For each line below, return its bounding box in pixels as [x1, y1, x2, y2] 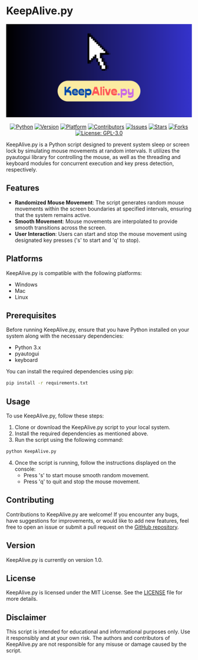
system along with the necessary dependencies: [6, 332, 124, 339]
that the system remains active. [14, 211, 91, 218]
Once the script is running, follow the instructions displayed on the [14, 459, 176, 466]
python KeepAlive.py [6, 448, 57, 455]
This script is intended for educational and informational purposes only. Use [6, 628, 190, 635]
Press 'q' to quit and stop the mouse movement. [23, 478, 140, 485]
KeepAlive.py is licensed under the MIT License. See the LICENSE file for [6, 589, 183, 596]
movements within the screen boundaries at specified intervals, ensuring [14, 205, 192, 212]
